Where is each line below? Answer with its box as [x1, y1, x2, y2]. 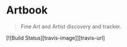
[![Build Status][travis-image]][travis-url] [6, 34, 105, 41]
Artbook [6, 4, 48, 17]
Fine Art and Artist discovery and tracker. [20, 23, 122, 30]
